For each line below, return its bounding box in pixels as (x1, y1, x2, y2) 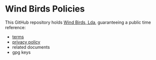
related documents (12, 44, 50, 50)
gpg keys (12, 49, 31, 55)
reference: (5, 24, 26, 30)
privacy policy (12, 39, 40, 45)
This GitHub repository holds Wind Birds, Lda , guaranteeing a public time (5, 19, 151, 25)
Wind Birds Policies (5, 3, 85, 15)
